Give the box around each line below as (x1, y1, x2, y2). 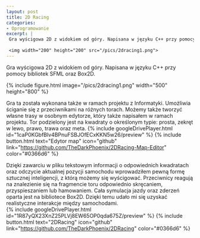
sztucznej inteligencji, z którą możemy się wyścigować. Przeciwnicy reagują (6, 174, 193, 181)
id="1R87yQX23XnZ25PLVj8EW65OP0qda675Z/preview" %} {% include (6, 212, 183, 219)
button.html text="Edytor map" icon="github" (6, 137, 117, 145)
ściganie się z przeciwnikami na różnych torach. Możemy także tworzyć (6, 105, 183, 113)
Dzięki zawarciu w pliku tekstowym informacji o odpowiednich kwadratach (6, 161, 189, 168)
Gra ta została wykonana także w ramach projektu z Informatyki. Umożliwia (6, 99, 191, 107)
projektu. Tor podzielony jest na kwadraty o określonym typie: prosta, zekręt (6, 118, 193, 126)
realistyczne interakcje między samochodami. (6, 199, 118, 206)
